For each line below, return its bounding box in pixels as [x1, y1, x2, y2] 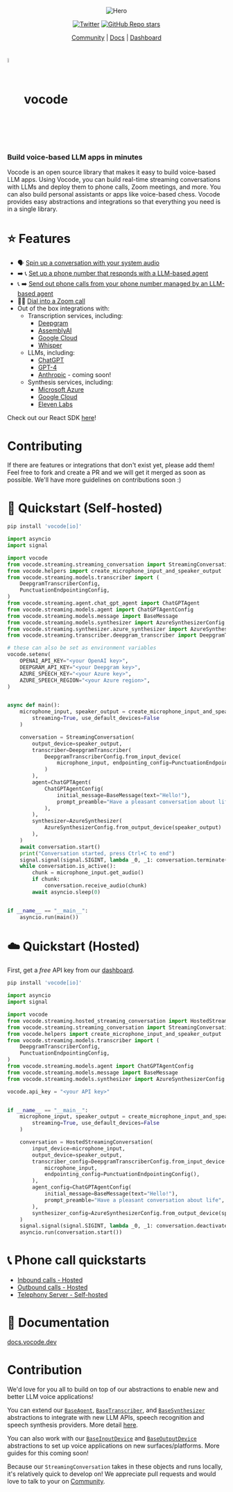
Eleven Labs [37, 400, 73, 409]
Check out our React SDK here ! [7, 414, 96, 422]
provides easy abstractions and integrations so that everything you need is [7, 198, 221, 206]
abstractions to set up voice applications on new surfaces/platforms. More [7, 1441, 220, 1450]
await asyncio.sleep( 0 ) [32, 889, 101, 896]
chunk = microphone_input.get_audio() [32, 869, 144, 876]
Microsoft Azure [37, 385, 85, 394]
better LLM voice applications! [7, 1393, 94, 1401]
